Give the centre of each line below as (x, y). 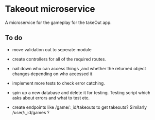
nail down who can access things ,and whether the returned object (79, 68)
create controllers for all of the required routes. (59, 59)
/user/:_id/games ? (31, 112)
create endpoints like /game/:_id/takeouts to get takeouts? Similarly (79, 107)
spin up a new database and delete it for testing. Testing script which (81, 92)
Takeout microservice (50, 9)
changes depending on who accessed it (52, 74)
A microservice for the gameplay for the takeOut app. (58, 22)
